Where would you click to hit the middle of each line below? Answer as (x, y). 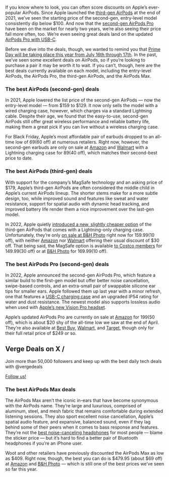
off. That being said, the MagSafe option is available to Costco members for (84, 246)
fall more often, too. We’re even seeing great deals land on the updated (79, 34)
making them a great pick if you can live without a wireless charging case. (82, 127)
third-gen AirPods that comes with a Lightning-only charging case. (75, 230)
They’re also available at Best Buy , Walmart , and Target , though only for (79, 328)
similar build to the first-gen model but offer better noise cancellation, (77, 280)
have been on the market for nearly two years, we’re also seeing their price (83, 29)
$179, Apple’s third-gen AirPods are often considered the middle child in (80, 188)
